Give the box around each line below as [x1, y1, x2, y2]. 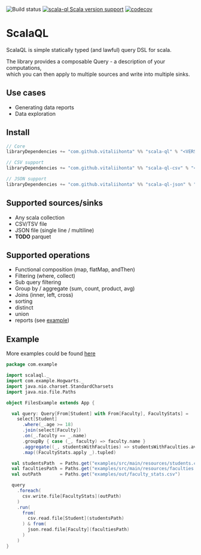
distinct [14, 304, 33, 311]
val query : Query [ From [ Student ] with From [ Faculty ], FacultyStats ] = [11, 410, 189, 416]
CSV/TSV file [14, 220, 47, 227]
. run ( [17, 504, 31, 510]
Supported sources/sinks [6, 198, 103, 208]
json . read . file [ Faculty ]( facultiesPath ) [28, 526, 130, 533]
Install [6, 127, 30, 137]
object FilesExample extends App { [6, 400, 95, 406]
